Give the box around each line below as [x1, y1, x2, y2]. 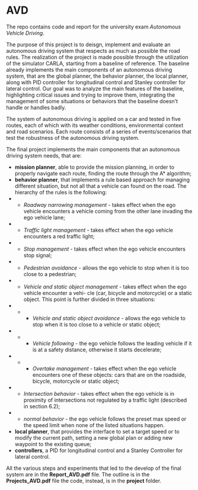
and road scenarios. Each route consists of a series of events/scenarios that [6, 128, 192, 135]
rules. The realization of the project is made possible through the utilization [6, 53, 189, 60]
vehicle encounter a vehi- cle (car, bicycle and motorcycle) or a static [23, 289, 193, 296]
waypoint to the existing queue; [14, 440, 92, 447]
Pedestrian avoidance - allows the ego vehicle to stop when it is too [23, 264, 189, 271]
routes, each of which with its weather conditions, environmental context [6, 121, 184, 129]
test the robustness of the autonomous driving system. [6, 134, 140, 141]
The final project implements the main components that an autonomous [6, 146, 180, 153]
